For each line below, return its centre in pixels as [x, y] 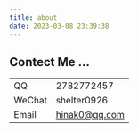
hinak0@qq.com [90, 115]
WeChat [30, 101]
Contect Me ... [50, 62]
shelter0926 [82, 101]
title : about [33, 17]
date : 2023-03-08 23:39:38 [59, 26]
